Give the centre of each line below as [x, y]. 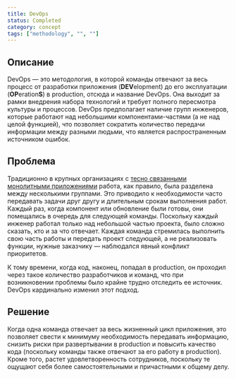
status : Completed [34, 20]
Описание [31, 62]
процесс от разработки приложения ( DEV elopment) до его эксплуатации [117, 87]
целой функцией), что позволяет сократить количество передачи [106, 124]
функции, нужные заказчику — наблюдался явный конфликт [99, 246]
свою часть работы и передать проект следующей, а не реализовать [112, 238]
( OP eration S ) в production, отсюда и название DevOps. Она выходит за [114, 94]
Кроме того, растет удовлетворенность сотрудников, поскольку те [109, 359]
